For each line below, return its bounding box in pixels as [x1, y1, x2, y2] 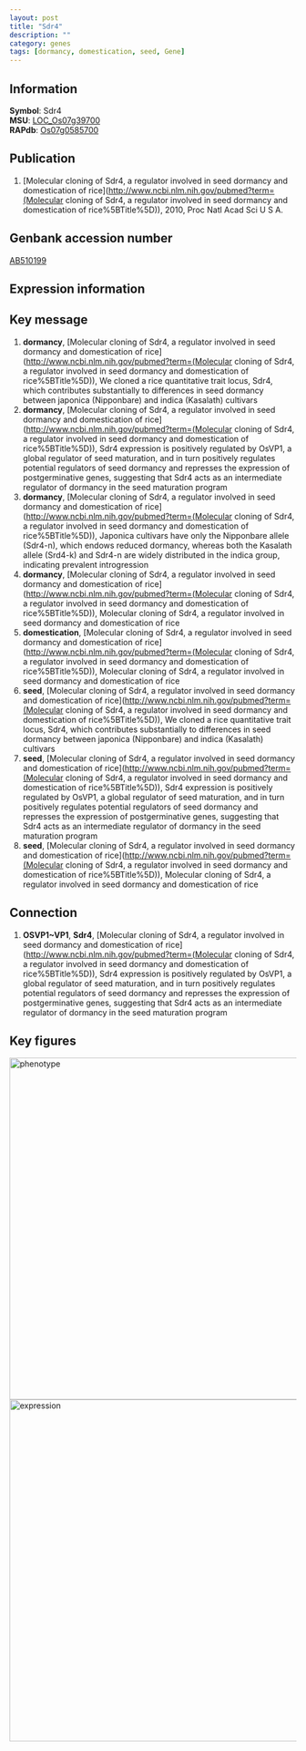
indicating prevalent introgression [22, 559, 148, 570]
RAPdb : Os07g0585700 [9, 124, 99, 135]
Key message [9, 312, 88, 328]
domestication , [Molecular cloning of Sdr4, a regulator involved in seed [22, 626, 292, 638]
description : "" [9, 30, 71, 39]
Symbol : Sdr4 [9, 105, 62, 116]
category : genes [9, 38, 71, 48]
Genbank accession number [9, 231, 173, 246]
